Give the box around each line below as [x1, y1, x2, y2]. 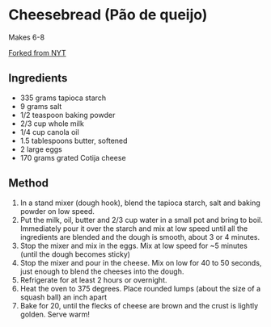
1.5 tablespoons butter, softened [19, 136, 128, 145]
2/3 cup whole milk [19, 119, 85, 128]
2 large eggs [19, 144, 62, 154]
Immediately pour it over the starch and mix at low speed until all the [19, 224, 248, 233]
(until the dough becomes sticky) [19, 249, 131, 259]
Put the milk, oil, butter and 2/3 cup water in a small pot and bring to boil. [19, 215, 263, 224]
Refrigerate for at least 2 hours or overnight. [19, 275, 167, 284]
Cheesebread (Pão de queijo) [8, 6, 208, 24]
